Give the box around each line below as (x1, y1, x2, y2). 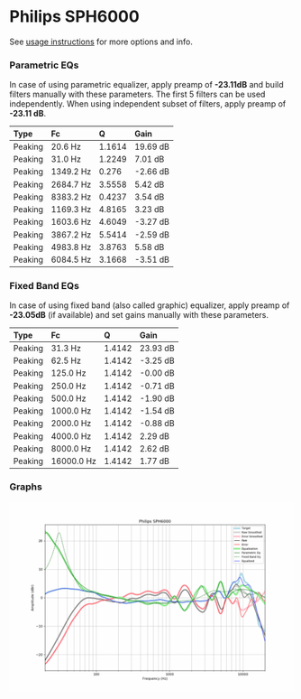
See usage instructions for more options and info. (9, 36, 194, 47)
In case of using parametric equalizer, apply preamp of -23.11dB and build (9, 79, 284, 90)
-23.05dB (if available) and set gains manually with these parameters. (9, 310, 269, 321)
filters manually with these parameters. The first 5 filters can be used (9, 89, 266, 100)
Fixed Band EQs (9, 279, 79, 292)
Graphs (9, 480, 42, 493)
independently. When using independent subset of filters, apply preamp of (9, 98, 287, 109)
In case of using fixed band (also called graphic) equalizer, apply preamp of (9, 300, 290, 311)
